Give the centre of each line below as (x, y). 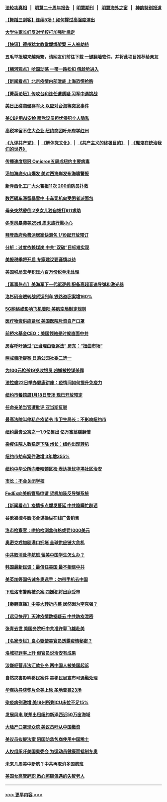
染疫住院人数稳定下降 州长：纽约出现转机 (47, 444)
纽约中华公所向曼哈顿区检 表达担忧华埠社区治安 (54, 469)
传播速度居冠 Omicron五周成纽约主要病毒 (47, 161)
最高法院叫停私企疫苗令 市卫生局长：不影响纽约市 (56, 419)
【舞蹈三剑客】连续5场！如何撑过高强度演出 (50, 20)
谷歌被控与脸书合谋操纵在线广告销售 (42, 518)
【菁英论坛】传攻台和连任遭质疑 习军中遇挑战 (51, 93)
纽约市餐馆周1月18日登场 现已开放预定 (44, 395)
